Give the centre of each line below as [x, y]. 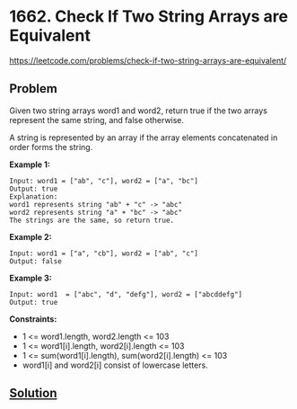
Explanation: [34, 196]
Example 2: [31, 236]
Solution [33, 393]
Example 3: [31, 278]
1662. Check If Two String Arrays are [149, 17]
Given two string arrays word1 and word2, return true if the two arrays [138, 111]
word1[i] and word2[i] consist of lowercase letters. [115, 365]
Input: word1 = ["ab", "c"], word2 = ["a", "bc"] [104, 181]
